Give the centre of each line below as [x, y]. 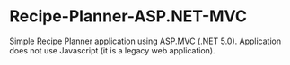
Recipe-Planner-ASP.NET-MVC [128, 16]
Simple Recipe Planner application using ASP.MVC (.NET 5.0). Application [145, 41]
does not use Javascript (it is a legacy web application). [112, 50]
